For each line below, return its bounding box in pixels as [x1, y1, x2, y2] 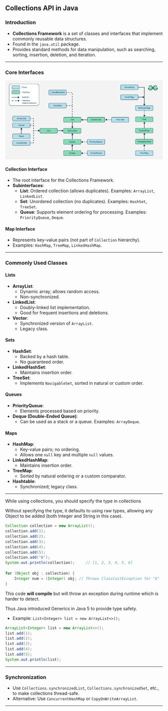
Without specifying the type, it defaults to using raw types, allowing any [5, 508, 153, 514]
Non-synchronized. [19, 294, 60, 300]
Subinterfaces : [12, 183, 44, 189]
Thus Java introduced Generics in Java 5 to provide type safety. [5, 605, 137, 611]
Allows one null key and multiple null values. [19, 452, 114, 458]
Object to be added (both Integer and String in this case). [5, 513, 123, 519]
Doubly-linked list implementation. [19, 304, 90, 310]
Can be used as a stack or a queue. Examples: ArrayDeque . [19, 418, 140, 424]
